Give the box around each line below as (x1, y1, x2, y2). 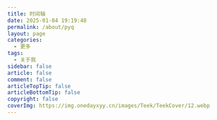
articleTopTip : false (7, 83, 71, 90)
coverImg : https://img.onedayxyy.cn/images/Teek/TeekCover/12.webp (7, 102, 211, 109)
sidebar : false (7, 63, 52, 70)
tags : (7, 50, 23, 57)
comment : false (7, 76, 52, 83)
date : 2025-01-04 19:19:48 (7, 17, 87, 24)
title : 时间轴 (7, 10, 46, 18)
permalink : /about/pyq (7, 23, 74, 30)
